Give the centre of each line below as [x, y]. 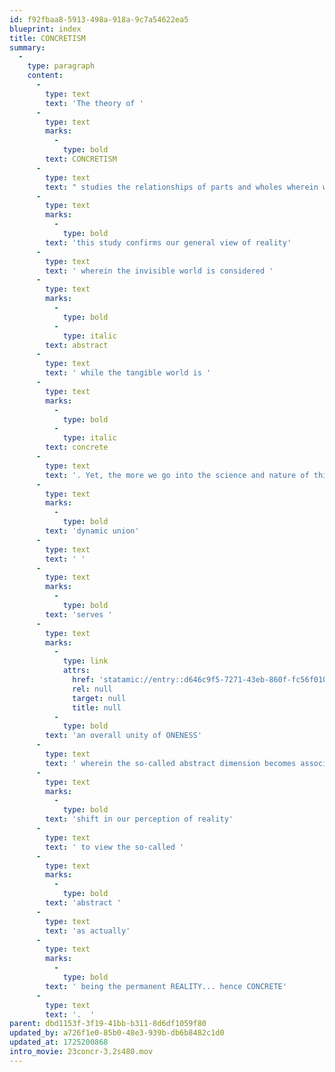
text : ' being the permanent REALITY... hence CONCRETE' [166, 986]
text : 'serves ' [79, 614]
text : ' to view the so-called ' [115, 847]
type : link [85, 661]
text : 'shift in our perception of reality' [139, 819]
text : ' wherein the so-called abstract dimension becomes [171, 763]
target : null [99, 698]
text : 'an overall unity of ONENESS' [123, 736]
